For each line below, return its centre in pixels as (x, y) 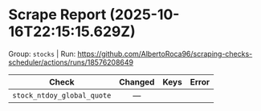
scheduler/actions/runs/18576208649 (71, 62)
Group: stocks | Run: (42, 54)
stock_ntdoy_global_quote (62, 95)
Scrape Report (57, 15)
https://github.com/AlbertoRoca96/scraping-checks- (165, 54)
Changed (137, 81)
